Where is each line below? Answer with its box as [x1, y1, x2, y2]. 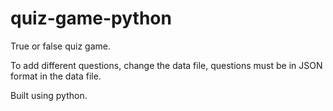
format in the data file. [10, 70, 102, 82]
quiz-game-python [10, 7, 172, 30]
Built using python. [10, 89, 88, 101]
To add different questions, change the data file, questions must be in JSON [10, 59, 323, 71]
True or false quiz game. [10, 40, 112, 52]
